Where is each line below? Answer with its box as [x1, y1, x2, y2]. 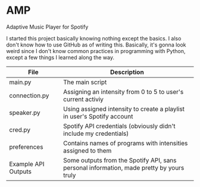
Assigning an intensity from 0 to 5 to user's [63, 88, 184, 96]
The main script [63, 78, 107, 86]
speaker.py [9, 108, 40, 117]
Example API [9, 160, 45, 168]
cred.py [9, 126, 31, 134]
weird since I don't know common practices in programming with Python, [6, 47, 186, 54]
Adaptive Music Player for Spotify [6, 23, 89, 30]
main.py [9, 78, 32, 86]
